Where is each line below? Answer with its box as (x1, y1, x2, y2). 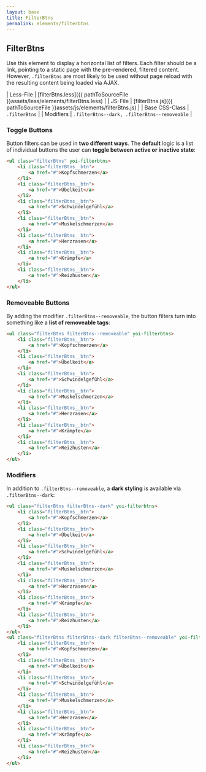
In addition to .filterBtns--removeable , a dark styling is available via (6, 485, 181, 492)
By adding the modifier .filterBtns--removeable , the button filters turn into (6, 312, 196, 319)
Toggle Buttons (6, 126, 53, 135)
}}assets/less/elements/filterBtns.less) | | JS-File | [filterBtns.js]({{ (6, 98, 173, 105)
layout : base (6, 9, 40, 15)
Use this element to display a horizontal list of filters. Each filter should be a (6, 60, 197, 67)
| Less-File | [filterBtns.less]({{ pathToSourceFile (6, 91, 129, 98)
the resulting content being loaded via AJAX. (6, 79, 120, 87)
